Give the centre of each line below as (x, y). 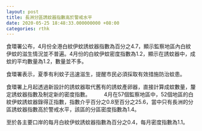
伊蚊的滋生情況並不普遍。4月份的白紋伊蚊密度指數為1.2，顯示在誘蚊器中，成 (101, 54)
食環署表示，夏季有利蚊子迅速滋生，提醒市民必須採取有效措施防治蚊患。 (96, 74)
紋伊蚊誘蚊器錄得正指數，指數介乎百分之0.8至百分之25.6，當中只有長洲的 (97, 102)
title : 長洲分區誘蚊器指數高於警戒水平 (49, 17)
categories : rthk (28, 29)
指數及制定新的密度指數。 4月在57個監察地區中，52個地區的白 (110, 94)
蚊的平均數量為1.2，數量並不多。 (47, 61)
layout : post (23, 12)
